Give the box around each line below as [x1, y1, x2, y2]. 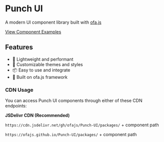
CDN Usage [5, 86, 34, 93]
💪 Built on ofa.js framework [12, 74, 68, 80]
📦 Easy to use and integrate [12, 67, 71, 73]
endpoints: [5, 103, 27, 109]
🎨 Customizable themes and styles [12, 61, 83, 67]
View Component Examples [5, 29, 62, 35]
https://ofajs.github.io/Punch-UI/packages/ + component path [5, 132, 137, 138]
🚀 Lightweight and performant [12, 56, 74, 62]
